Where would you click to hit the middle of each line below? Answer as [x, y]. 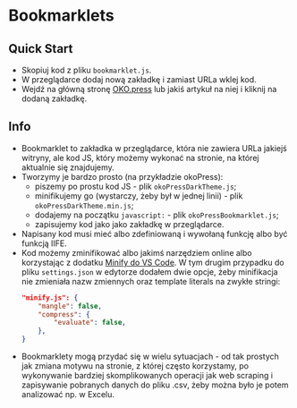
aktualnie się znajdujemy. [68, 167]
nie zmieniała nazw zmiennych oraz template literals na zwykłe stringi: [151, 281]
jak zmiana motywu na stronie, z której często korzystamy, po [135, 366]
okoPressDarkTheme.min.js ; [84, 205]
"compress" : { [64, 314]
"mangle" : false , [70, 306]
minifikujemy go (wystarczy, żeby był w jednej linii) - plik [139, 195]
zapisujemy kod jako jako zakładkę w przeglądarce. [129, 224]
